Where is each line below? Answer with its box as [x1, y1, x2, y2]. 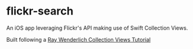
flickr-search [6, 4, 74, 18]
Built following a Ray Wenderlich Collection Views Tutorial [6, 36, 151, 43]
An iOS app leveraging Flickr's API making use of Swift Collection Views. [6, 24, 188, 31]
